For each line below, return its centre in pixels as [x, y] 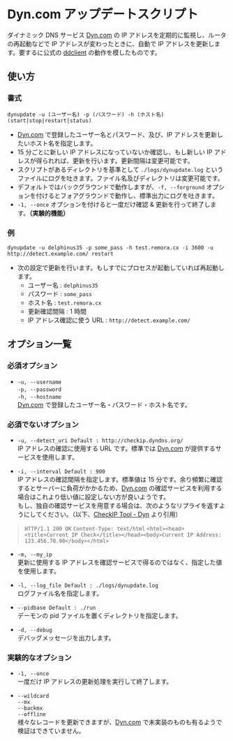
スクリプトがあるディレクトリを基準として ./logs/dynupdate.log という [120, 169]
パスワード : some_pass [60, 293]
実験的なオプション [39, 657]
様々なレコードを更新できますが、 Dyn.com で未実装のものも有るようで [120, 722]
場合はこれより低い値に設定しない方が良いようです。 [93, 497]
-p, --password [39, 389]
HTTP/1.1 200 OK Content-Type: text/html [84, 529]
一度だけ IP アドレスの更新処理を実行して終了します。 [95, 682]
